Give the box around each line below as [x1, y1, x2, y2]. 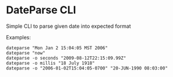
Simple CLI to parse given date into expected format [6, 23, 131, 30]
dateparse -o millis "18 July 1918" [6, 60, 95, 66]
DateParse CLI [6, 3, 76, 17]
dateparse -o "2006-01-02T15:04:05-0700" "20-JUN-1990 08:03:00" [6, 65, 168, 71]
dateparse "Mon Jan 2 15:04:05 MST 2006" [6, 45, 108, 51]
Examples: [6, 34, 31, 41]
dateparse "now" [6, 50, 45, 56]
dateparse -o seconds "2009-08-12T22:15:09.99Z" [6, 55, 126, 61]
